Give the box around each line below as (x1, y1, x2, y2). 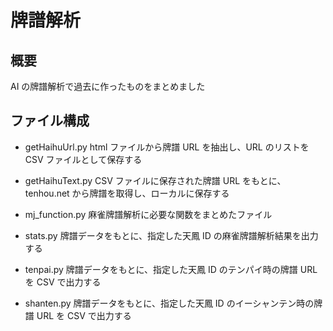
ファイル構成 (10, 112, 90, 130)
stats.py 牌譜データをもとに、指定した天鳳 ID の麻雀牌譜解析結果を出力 (24, 229, 319, 241)
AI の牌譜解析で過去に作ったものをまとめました (10, 81, 206, 92)
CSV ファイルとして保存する (24, 153, 143, 165)
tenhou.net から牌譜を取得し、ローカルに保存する (24, 187, 230, 199)
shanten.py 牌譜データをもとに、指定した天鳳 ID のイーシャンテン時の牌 (24, 297, 323, 309)
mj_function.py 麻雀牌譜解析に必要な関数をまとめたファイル (24, 208, 273, 220)
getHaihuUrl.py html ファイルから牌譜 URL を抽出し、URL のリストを (24, 141, 310, 153)
